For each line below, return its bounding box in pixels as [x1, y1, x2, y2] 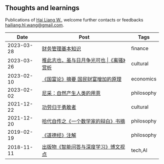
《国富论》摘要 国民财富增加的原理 [41, 76, 122, 82]
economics [131, 75, 157, 82]
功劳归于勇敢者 [41, 103, 77, 110]
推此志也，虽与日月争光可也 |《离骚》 [41, 57, 125, 63]
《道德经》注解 [41, 132, 77, 139]
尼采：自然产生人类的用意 [41, 90, 101, 97]
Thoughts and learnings [5, 4, 80, 12]
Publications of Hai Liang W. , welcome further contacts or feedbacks [5, 17, 143, 22]
